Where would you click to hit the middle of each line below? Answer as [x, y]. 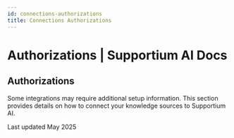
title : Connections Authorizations [60, 20]
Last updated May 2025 [42, 127]
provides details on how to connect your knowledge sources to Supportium [117, 106]
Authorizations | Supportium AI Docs [117, 55]
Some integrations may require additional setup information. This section [113, 98]
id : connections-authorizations [55, 14]
